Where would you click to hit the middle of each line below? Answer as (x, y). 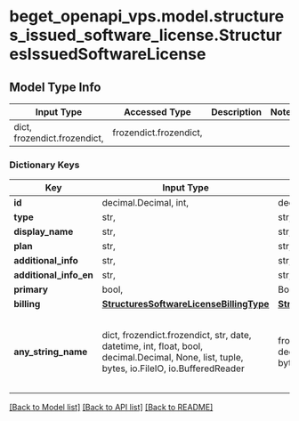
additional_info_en (53, 275)
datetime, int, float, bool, (152, 346)
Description (237, 112)
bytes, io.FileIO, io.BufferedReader (173, 368)
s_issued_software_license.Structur (145, 35)
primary (31, 289)
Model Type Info (55, 87)
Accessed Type (157, 112)
